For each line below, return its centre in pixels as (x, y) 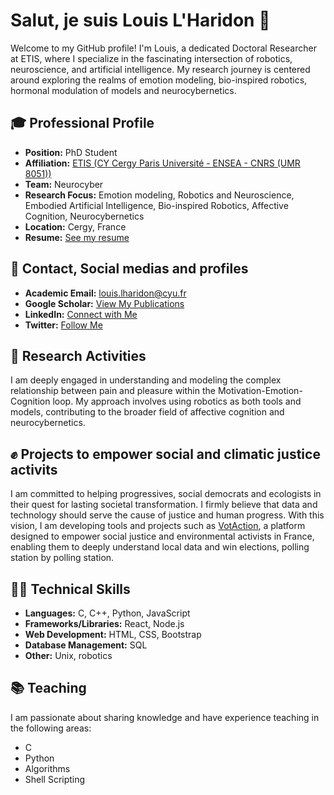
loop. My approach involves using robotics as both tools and (177, 401)
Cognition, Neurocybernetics (84, 216)
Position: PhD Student (71, 152)
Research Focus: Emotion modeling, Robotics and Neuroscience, (159, 195)
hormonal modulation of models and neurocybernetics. (123, 90)
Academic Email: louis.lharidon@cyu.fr (105, 293)
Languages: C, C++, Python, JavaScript (107, 613)
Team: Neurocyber (64, 184)
